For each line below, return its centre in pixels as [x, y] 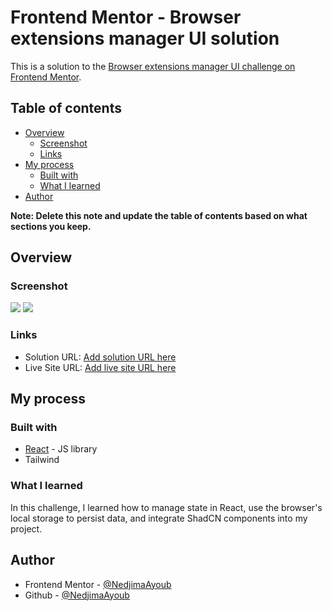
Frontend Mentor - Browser [126, 17]
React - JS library [61, 449]
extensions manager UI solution [145, 38]
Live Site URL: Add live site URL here [100, 367]
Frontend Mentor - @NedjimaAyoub [98, 584]
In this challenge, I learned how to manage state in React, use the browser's [166, 507]
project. [26, 528]
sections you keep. [51, 226]
